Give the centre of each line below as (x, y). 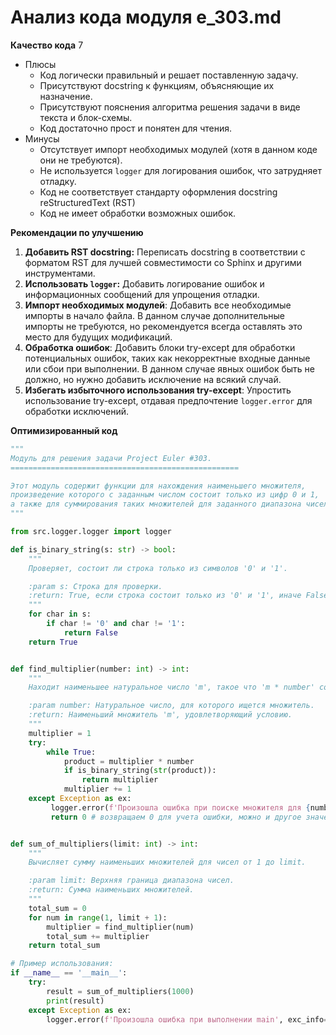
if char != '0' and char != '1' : (116, 624)
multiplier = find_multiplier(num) (120, 927)
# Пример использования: (62, 964)
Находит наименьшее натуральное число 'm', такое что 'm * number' (171, 687)
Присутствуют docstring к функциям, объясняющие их (157, 85)
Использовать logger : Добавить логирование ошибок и (144, 283)
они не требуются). (81, 160)
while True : (71, 752)
